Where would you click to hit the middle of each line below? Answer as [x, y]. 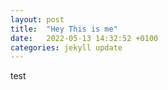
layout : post [37, 19]
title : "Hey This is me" [64, 29]
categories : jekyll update [66, 47]
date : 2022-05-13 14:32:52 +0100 [84, 38]
